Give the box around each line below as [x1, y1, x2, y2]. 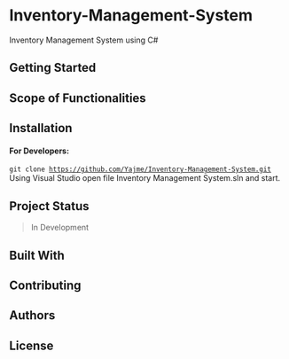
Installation [9, 121, 73, 136]
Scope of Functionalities [9, 90, 146, 105]
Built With [9, 247, 65, 262]
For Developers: [9, 145, 69, 156]
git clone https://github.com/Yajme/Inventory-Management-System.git [9, 165, 272, 174]
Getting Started [9, 60, 97, 75]
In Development [30, 222, 90, 233]
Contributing [9, 277, 82, 293]
